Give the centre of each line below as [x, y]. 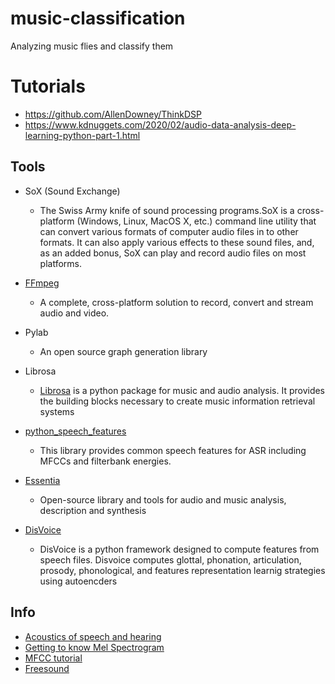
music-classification [98, 18]
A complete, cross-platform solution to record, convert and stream [176, 302]
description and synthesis [93, 510]
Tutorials [48, 86]
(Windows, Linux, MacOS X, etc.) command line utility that [196, 221]
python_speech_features [75, 431]
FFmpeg [42, 283]
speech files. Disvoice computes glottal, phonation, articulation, [170, 559]
